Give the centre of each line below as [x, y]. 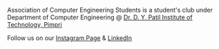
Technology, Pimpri [35, 24]
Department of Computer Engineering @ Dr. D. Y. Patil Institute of [100, 17]
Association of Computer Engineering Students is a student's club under [110, 10]
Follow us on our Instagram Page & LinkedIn [70, 38]
